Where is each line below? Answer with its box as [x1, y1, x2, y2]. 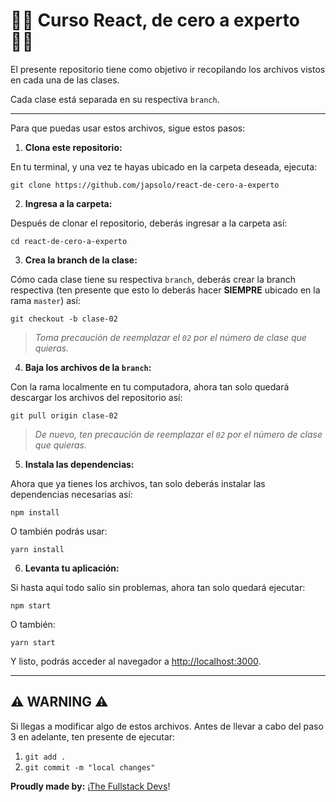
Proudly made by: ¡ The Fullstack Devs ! [10, 780, 171, 792]
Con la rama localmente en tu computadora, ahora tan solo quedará [10, 380, 290, 393]
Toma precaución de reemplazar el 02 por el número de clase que [34, 331, 307, 343]
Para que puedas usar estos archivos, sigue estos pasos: [10, 122, 246, 134]
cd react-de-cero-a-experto [10, 236, 128, 246]
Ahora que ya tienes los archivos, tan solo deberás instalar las [10, 477, 266, 489]
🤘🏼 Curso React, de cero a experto [10, 9, 300, 32]
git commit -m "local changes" [24, 762, 156, 773]
